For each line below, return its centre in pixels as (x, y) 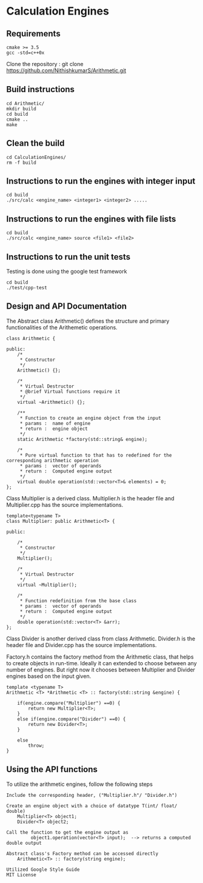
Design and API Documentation (67, 307)
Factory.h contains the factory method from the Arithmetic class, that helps (100, 657)
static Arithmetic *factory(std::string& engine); (82, 439)
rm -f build (21, 163)
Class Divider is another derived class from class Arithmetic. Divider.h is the (101, 639)
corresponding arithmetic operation (52, 460)
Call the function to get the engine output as (68, 832)
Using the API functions (52, 769)
